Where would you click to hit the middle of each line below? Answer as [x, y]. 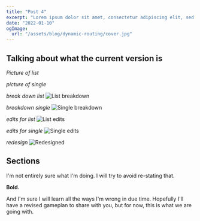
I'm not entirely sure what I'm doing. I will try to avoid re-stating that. [90, 175]
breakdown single [28, 107]
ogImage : [17, 28]
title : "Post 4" [26, 12]
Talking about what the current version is [84, 58]
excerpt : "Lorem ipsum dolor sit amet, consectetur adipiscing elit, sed [100, 17]
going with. [20, 211]
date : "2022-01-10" [31, 23]
